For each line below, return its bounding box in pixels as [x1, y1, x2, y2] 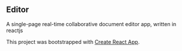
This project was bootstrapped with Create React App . [6, 38, 140, 45]
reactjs [6, 27, 23, 34]
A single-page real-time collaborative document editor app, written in [6, 20, 177, 27]
